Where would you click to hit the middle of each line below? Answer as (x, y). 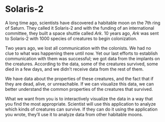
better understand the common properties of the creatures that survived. (79, 89)
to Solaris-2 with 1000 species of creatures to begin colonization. (71, 39)
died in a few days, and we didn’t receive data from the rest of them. (74, 69)
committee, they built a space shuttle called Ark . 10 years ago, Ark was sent (82, 33)
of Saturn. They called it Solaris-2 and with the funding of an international (80, 28)
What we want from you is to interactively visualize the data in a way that (79, 99)
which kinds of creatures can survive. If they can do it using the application (81, 109)
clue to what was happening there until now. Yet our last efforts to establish (82, 53)
